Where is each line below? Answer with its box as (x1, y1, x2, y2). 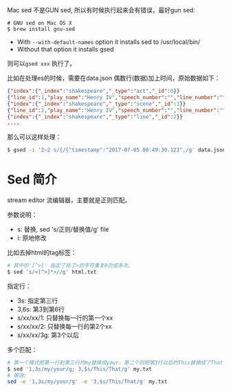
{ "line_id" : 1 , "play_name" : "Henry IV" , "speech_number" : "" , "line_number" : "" (7, 94, 226, 101)
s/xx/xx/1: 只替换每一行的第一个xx (16, 314, 113, 322)
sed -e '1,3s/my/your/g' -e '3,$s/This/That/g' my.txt (7, 378, 168, 385)
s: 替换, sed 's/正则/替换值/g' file (16, 226, 109, 234)
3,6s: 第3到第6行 (16, 305, 65, 313)
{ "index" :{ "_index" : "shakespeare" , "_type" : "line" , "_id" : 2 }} (7, 113, 184, 120)
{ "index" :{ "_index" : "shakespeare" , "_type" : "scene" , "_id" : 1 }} (7, 100, 186, 107)
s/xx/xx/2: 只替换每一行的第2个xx (16, 322, 112, 330)
